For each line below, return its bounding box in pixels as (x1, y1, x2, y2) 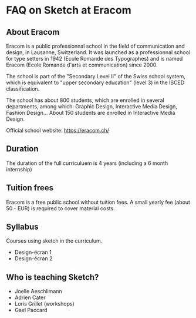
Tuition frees (6, 183, 54, 193)
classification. (6, 85, 40, 92)
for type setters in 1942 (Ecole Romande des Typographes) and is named (6, 55, 183, 62)
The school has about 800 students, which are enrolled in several (6, 97, 164, 104)
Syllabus (6, 222, 39, 232)
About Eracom (6, 27, 60, 37)
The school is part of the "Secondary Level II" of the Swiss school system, (6, 73, 186, 79)
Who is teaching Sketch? (6, 272, 99, 282)
